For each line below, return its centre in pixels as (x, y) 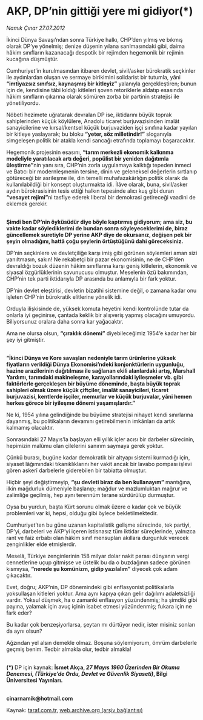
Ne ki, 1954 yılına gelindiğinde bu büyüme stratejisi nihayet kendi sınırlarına (100, 415)
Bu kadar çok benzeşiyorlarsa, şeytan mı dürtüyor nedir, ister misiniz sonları (101, 624)
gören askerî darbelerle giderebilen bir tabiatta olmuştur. (77, 470)
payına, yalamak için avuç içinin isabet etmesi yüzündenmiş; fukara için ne (99, 606)
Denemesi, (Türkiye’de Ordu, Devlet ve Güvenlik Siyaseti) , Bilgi (87, 673)
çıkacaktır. (19, 575)
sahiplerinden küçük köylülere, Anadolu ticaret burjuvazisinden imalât (93, 121)
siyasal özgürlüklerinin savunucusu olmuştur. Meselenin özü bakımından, (97, 272)
